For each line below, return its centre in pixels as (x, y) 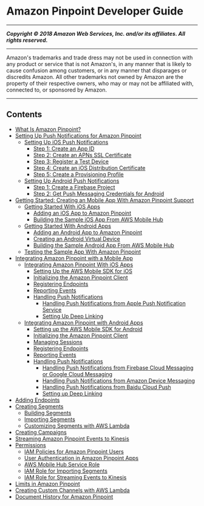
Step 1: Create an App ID (64, 148)
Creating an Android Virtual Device (76, 238)
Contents (24, 114)
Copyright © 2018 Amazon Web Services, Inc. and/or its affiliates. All (96, 33)
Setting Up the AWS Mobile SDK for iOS (83, 271)
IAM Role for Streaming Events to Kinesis (75, 477)
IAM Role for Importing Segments (66, 471)
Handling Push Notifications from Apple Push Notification (114, 303)
